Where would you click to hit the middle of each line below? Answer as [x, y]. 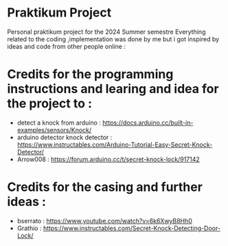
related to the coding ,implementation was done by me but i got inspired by [113, 39]
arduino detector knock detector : [65, 137]
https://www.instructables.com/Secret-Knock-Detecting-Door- [132, 228]
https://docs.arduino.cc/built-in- [148, 123]
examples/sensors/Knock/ [54, 130]
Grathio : [29, 228]
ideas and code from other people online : [66, 46]
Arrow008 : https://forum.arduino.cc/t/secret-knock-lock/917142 [109, 159]
